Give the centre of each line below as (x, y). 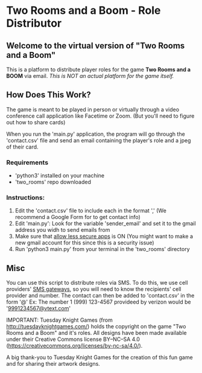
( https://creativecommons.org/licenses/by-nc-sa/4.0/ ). (74, 346)
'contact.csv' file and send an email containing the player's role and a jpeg (99, 140)
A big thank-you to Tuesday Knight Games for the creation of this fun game (99, 357)
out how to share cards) (36, 122)
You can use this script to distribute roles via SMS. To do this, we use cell (97, 283)
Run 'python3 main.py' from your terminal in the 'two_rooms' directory (102, 249)
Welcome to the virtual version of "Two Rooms (96, 46)
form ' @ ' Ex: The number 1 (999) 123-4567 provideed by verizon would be (99, 302)
